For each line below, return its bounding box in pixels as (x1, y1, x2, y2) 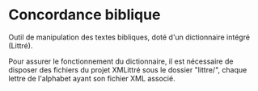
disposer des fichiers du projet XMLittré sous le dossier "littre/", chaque (8, 64, 247, 74)
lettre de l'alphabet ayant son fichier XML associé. (8, 73, 176, 83)
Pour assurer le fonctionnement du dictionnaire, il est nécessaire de (8, 56, 234, 66)
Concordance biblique (8, 6, 161, 24)
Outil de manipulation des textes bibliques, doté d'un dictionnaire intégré (8, 32, 251, 42)
